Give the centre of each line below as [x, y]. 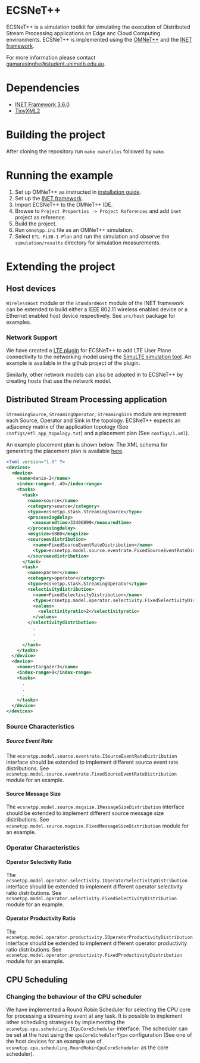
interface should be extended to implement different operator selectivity [95, 887]
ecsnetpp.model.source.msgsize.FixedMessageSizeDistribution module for [98, 826]
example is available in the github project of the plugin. [73, 363]
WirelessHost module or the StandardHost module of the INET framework [95, 303]
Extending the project [61, 266]
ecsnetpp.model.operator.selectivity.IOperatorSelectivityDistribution [97, 881]
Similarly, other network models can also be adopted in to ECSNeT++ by [95, 375]
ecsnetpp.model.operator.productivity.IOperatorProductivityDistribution [100, 937]
